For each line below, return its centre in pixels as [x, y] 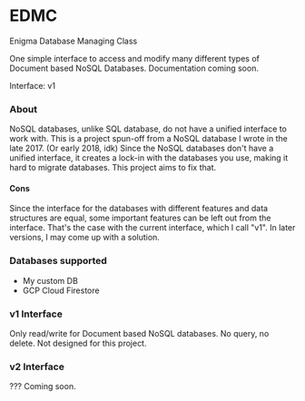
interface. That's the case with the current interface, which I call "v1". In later [152, 228]
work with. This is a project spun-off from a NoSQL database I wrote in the [148, 139]
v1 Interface [36, 314]
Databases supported [58, 261]
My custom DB [50, 280]
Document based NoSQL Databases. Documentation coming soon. [134, 68]
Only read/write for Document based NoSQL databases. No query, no [139, 334]
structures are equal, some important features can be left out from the [140, 218]
